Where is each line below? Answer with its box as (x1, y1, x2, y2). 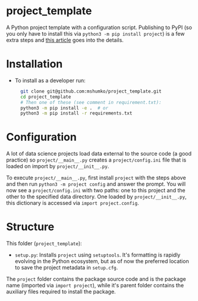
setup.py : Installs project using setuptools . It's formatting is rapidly (14, 251, 181, 259)
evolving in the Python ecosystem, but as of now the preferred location (14, 258, 189, 265)
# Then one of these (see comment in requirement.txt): (20, 99, 162, 105)
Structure (6, 220, 55, 234)
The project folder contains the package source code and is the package (6, 275, 186, 283)
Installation (6, 58, 63, 71)
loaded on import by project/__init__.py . (6, 163, 109, 170)
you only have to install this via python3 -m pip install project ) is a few (6, 30, 185, 37)
